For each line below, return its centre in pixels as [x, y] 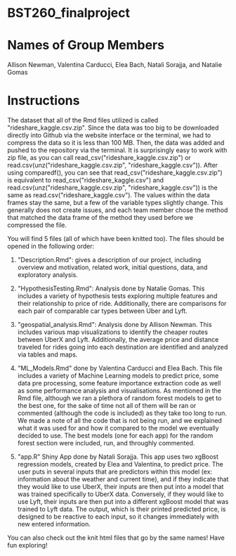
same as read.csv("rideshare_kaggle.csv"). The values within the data [109, 195]
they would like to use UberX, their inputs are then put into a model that [120, 487]
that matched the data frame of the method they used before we [100, 218]
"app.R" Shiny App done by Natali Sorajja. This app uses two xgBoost [118, 457]
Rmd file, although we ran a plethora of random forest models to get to [119, 398]
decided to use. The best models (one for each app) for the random [115, 435]
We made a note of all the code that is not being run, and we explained [120, 421]
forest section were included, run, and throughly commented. [106, 443]
